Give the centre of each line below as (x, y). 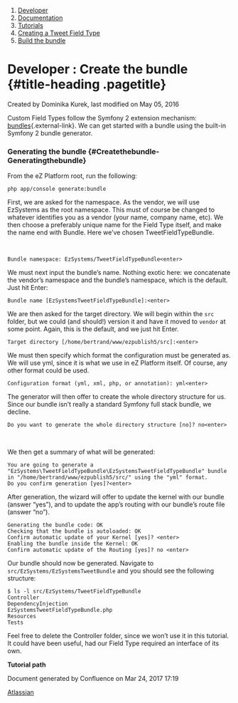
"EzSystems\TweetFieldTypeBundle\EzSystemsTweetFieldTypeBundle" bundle (117, 472)
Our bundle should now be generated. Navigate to (81, 563)
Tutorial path (27, 665)
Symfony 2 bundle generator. (50, 133)
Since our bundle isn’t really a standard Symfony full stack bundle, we (109, 405)
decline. (19, 412)
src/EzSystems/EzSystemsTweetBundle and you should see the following (111, 571)
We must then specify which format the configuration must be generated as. (119, 355)
